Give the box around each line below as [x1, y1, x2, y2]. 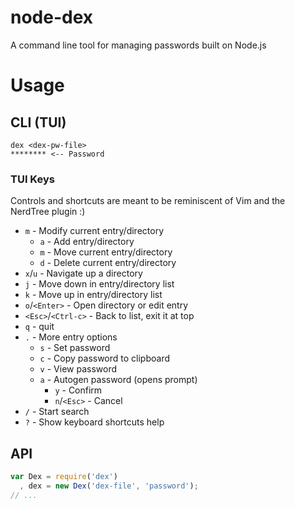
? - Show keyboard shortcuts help [24, 416, 165, 428]
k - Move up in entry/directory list [24, 289, 163, 301]
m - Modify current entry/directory [24, 225, 165, 237]
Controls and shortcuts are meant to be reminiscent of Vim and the [10, 195, 286, 207]
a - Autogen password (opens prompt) [39, 374, 198, 386]
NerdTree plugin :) [10, 206, 86, 218]
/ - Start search [24, 406, 90, 418]
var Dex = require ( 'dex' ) [10, 472, 118, 482]
